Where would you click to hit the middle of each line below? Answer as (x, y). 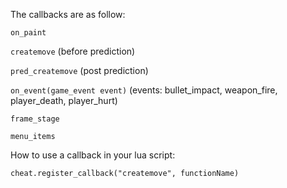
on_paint (28, 33)
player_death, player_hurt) (64, 100)
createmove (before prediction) (73, 51)
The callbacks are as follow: (68, 14)
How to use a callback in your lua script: (93, 155)
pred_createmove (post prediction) (79, 70)
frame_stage (35, 119)
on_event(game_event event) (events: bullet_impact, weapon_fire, (144, 90)
